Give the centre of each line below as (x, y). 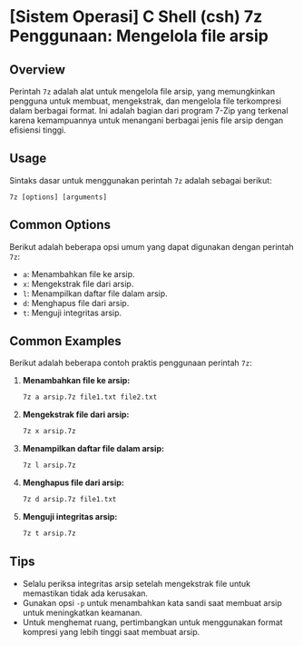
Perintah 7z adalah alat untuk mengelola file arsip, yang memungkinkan (142, 91)
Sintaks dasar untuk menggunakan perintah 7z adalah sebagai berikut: (141, 180)
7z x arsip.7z (49, 432)
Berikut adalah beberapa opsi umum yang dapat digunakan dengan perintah (152, 246)
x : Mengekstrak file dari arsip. (78, 283)
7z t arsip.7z (49, 533)
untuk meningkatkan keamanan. (82, 612)
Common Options (60, 225)
